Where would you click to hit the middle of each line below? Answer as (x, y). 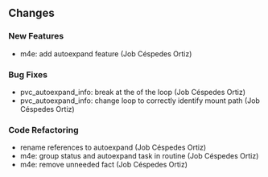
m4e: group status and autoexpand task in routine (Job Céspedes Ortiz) (139, 156)
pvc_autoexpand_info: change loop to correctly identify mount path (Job (140, 101)
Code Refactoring (43, 130)
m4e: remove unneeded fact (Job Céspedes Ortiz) (103, 165)
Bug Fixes (28, 74)
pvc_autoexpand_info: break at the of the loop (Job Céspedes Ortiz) (133, 92)
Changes (31, 13)
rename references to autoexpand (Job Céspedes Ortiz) (113, 147)
